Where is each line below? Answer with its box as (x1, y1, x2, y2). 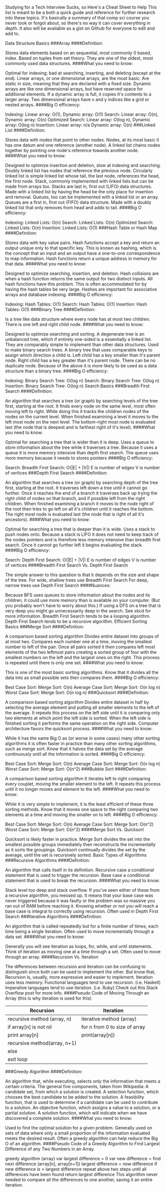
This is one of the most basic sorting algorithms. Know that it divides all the (5, 670, 159, 675)
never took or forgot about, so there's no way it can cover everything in (5, 20, 151, 26)
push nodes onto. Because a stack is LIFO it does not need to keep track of (5, 531, 159, 537)
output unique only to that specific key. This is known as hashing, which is (5, 245, 157, 251)
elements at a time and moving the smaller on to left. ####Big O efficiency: (5, 812, 158, 817)
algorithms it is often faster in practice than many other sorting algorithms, (5, 741, 157, 746)
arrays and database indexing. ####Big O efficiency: (5, 292, 113, 297)
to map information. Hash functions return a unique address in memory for (5, 255, 157, 261)
